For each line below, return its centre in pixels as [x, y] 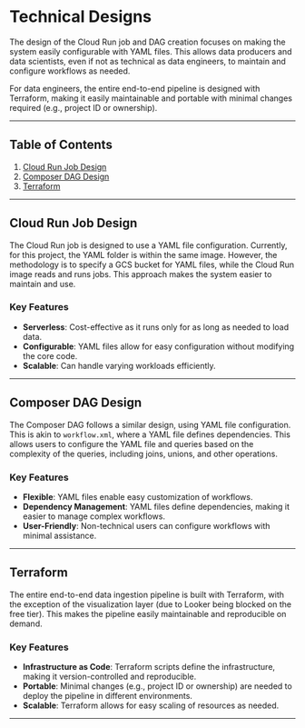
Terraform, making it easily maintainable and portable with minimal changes [151, 98]
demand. [26, 623]
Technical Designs [81, 17]
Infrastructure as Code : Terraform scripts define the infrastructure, [148, 667]
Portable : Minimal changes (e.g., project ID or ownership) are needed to [157, 686]
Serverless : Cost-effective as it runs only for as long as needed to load [156, 327]
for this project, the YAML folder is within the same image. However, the [143, 254]
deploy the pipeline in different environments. [108, 696]
